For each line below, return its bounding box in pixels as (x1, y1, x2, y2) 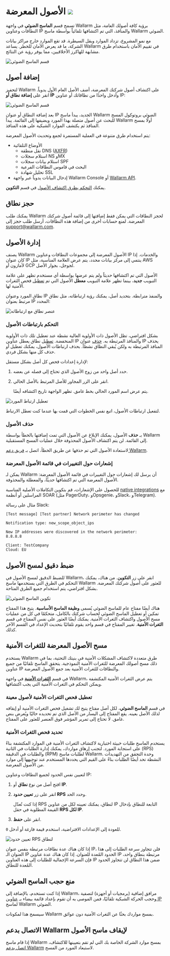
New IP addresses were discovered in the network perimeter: (6, 530, 138, 535)
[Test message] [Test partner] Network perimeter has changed (6, 512, 140, 517)
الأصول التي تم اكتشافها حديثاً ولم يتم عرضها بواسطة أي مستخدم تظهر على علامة (6, 272, 158, 279)
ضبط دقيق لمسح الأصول (6, 561, 74, 570)
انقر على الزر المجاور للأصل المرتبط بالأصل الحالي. (13, 378, 109, 384)
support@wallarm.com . (6, 223, 55, 229)
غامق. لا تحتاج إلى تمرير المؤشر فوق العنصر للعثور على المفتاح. (6, 716, 124, 722)
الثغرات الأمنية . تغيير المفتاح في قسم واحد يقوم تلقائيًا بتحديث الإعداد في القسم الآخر (6, 621, 163, 628)
